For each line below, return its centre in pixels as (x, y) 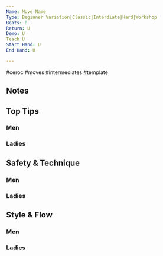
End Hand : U (21, 50)
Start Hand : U (24, 45)
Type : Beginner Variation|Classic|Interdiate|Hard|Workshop (82, 17)
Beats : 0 (17, 23)
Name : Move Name (26, 12)
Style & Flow (30, 215)
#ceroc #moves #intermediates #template (57, 72)
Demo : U (16, 34)
